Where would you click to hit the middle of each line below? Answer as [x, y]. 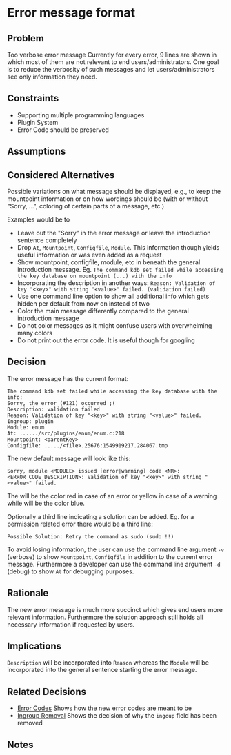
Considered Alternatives [61, 175]
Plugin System [38, 122]
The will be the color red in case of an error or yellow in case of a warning [112, 496]
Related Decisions [47, 692]
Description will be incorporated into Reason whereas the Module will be [108, 663]
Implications [34, 646]
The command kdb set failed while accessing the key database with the [112, 391]
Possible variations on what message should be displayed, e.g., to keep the [114, 192]
